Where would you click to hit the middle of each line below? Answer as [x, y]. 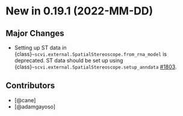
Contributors [30, 86]
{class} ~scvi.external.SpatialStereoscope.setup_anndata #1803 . [95, 67]
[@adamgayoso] [35, 106]
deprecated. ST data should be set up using [69, 60]
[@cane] [25, 100]
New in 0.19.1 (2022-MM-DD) [79, 11]
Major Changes [35, 33]
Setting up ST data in [40, 47]
